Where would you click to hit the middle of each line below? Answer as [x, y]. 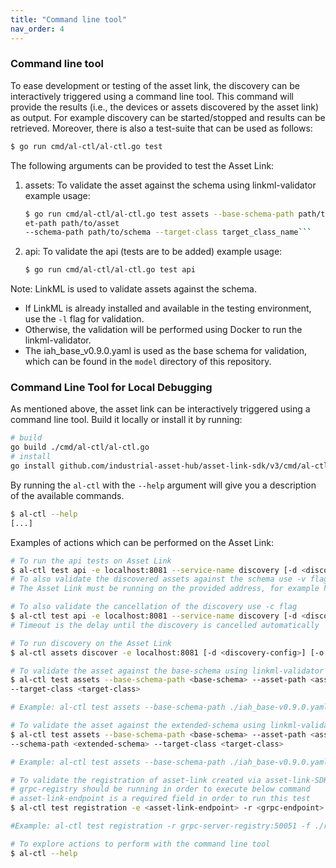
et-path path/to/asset [72, 223]
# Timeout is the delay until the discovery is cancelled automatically [165, 625]
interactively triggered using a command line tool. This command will [152, 96]
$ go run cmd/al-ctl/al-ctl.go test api [110, 270]
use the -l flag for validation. [84, 319]
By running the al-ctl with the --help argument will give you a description [163, 485]
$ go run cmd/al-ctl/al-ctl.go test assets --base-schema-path [159, 214]
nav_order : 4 [37, 29]
